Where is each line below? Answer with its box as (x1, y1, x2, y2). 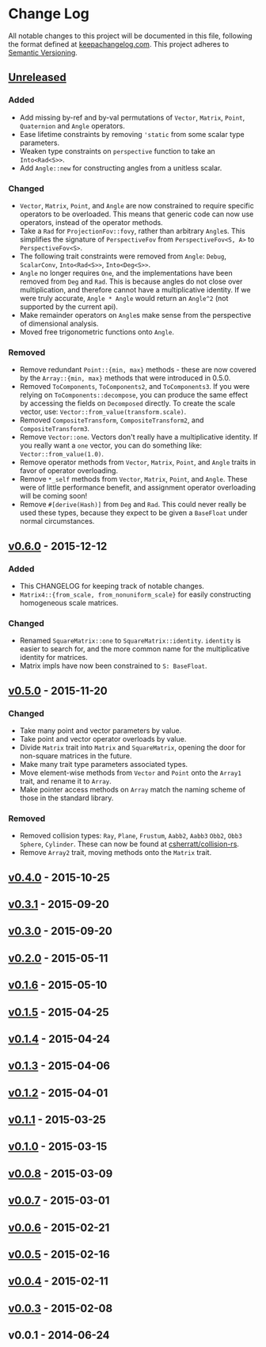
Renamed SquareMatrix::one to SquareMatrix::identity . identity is (19, 635, 241, 646)
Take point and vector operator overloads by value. (19, 734, 187, 743)
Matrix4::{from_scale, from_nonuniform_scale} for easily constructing (19, 590, 252, 599)
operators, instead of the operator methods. (19, 217, 164, 227)
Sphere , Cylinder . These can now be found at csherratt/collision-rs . (19, 839, 240, 849)
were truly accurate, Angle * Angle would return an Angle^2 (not (19, 293, 229, 303)
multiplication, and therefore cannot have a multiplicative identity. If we (19, 284, 251, 294)
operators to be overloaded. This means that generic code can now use (19, 209, 254, 219)
